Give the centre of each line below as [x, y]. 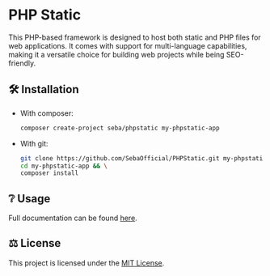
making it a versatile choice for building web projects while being [116, 54]
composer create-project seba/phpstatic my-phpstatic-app [120, 128]
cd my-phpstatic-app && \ [63, 166]
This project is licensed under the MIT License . [86, 263]
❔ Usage [30, 199]
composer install [49, 173]
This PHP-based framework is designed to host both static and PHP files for [135, 37]
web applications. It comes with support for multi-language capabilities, [128, 45]
